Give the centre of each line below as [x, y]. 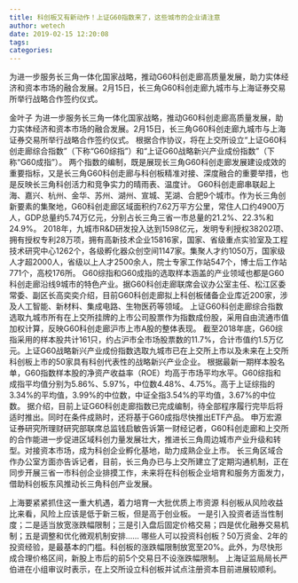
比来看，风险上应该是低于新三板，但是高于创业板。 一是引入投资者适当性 [142, 514]
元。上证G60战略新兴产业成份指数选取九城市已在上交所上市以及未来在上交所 [149, 351]
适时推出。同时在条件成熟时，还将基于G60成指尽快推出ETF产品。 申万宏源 [145, 417]
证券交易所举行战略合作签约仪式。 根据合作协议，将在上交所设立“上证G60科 [148, 140]
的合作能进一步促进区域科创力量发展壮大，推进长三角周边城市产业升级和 [141, 439]
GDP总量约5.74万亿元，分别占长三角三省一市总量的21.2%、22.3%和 [149, 217]
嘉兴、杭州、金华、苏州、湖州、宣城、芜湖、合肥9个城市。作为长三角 [151, 195]
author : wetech [37, 26]
